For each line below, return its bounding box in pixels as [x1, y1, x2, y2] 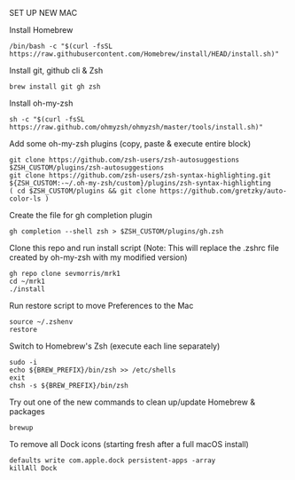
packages [9, 406, 46, 416]
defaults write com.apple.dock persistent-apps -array [9, 456, 216, 465]
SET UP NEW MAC [9, 8, 78, 18]
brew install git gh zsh [9, 83, 101, 91]
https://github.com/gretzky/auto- [159, 186, 288, 195]
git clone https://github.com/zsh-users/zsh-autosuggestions [9, 155, 240, 164]
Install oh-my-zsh [9, 98, 74, 108]
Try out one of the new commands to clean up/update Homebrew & [9, 397, 255, 407]
